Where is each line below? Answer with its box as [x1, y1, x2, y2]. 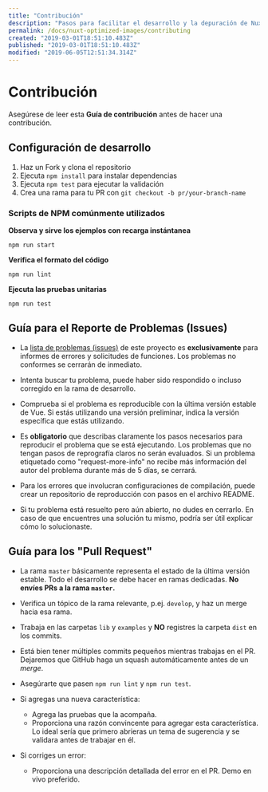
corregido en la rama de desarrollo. [19, 384, 136, 393]
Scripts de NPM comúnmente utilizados [8, 207, 165, 219]
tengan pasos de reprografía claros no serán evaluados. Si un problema [19, 448, 255, 458]
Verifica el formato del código [8, 255, 109, 265]
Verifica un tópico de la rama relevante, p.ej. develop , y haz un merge [19, 598, 247, 608]
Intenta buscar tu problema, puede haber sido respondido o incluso [19, 375, 242, 384]
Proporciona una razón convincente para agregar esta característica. [31, 718, 259, 727]
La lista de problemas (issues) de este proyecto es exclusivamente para [19, 342, 258, 352]
